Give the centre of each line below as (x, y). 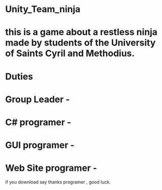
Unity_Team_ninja (43, 9)
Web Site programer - (51, 168)
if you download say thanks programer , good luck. (58, 182)
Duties (19, 76)
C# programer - (38, 122)
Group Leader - (38, 99)
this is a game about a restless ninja (81, 32)
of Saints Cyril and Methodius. (70, 53)
